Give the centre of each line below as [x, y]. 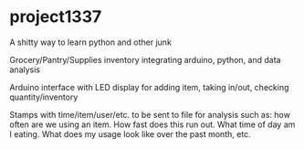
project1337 [56, 17]
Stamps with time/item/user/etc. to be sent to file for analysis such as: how [150, 114]
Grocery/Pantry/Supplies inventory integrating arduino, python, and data [145, 59]
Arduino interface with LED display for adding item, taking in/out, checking [149, 87]
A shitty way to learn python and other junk [90, 42]
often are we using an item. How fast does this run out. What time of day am [152, 124]
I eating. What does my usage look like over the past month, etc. [130, 133]
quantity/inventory [44, 97]
